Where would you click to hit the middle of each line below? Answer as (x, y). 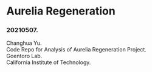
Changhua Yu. (24, 43)
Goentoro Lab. (24, 56)
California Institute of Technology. (49, 62)
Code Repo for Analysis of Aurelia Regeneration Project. (77, 50)
